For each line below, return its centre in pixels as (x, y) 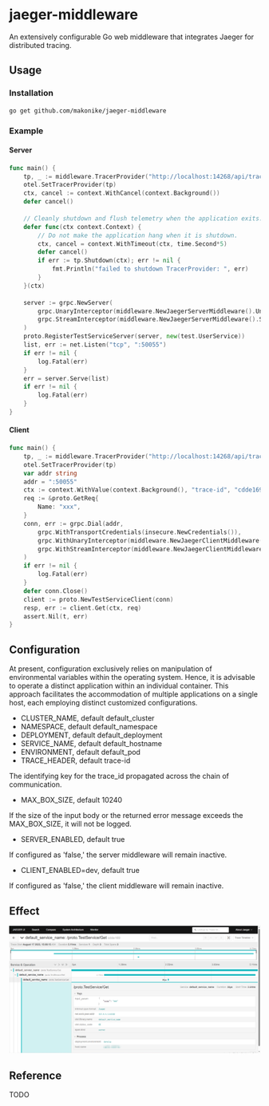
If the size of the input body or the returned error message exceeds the (126, 816)
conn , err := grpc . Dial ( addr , (74, 523)
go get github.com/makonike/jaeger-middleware (88, 111)
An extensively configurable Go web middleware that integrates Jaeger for (132, 37)
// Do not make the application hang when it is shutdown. (138, 235)
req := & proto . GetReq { (61, 499)
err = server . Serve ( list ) (67, 378)
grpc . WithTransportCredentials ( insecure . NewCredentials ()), (140, 532)
